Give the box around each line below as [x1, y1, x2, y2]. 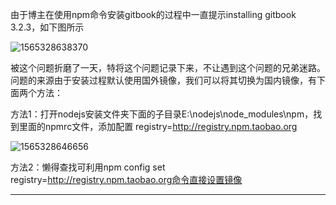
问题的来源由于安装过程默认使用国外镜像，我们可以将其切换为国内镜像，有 [10, 74, 317, 86]
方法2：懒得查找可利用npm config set [10, 161, 166, 173]
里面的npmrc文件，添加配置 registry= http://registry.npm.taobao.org [18, 121, 298, 132]
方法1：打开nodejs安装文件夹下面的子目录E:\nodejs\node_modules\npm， [10, 108, 314, 120]
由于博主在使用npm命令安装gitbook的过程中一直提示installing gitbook [10, 9, 297, 20]
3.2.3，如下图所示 [10, 21, 85, 33]
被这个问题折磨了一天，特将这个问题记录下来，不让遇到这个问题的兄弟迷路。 [10, 62, 326, 73]
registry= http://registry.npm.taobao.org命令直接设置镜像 [10, 174, 243, 185]
